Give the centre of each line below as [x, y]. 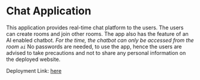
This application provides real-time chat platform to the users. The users [95, 27]
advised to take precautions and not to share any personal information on [96, 53]
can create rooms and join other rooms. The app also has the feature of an [97, 33]
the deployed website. [33, 59]
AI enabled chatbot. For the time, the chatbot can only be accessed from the [100, 40]
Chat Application [49, 11]
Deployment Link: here [34, 70]
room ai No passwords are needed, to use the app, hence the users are [94, 47]
